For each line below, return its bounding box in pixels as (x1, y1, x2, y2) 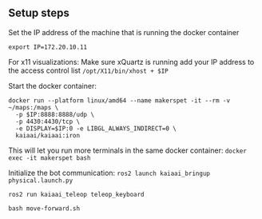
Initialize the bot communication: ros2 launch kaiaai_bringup (8, 168, 210, 177)
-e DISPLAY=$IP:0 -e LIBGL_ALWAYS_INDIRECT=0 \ (15, 124, 177, 133)
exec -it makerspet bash (8, 153, 91, 162)
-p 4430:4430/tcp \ (15, 117, 81, 125)
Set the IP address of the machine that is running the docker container (8, 27, 240, 37)
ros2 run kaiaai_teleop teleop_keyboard (8, 190, 145, 198)
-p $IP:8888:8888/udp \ (15, 110, 94, 118)
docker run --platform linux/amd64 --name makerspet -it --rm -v (8, 96, 230, 105)
